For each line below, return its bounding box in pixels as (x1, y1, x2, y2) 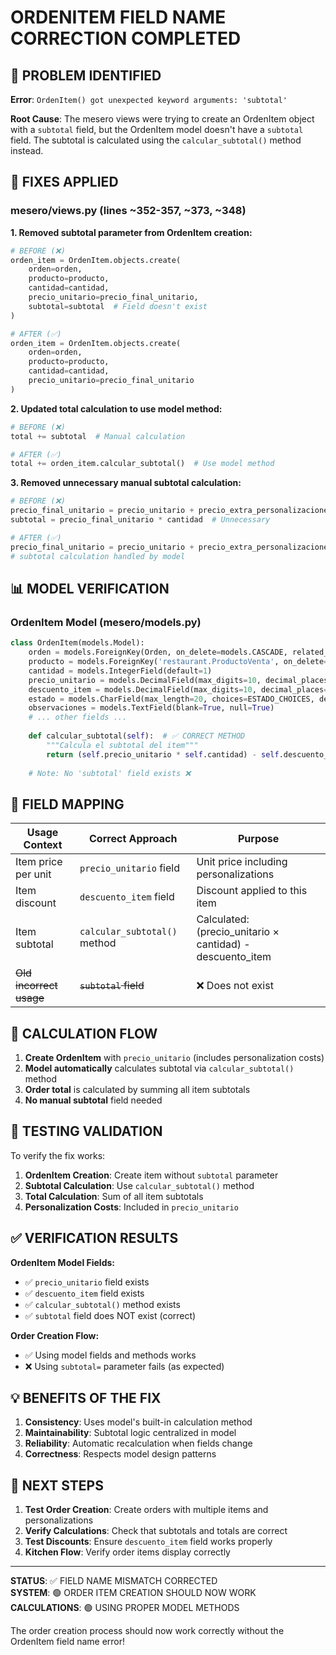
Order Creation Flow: (10, 1329, 100, 1341)
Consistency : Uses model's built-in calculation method (24, 1416, 253, 1428)
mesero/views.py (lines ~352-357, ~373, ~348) (10, 204, 247, 218)
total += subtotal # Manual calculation (10, 431, 186, 441)
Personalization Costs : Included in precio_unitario (24, 1201, 239, 1213)
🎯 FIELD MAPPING (10, 796, 125, 813)
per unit (15, 867, 52, 881)
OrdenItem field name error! (10, 1636, 126, 1648)
